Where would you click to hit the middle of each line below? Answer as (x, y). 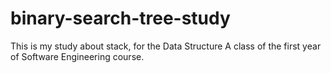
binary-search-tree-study (120, 18)
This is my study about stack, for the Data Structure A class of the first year (166, 46)
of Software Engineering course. (77, 56)
